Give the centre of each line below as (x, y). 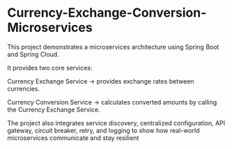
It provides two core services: (50, 68)
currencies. (24, 88)
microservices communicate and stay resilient (73, 138)
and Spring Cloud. (33, 54)
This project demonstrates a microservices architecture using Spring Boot (113, 47)
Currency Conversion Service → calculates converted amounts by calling (112, 102)
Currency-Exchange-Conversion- (107, 13)
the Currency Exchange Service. (54, 109)
